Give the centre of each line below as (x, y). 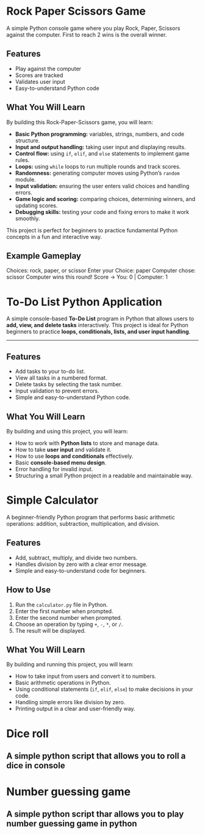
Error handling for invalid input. (54, 469)
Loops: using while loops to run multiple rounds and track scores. (98, 166)
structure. (27, 140)
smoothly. (27, 218)
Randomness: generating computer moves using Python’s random (97, 173)
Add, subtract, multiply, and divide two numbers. (76, 557)
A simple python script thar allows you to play (95, 814)
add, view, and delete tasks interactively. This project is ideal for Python (98, 325)
